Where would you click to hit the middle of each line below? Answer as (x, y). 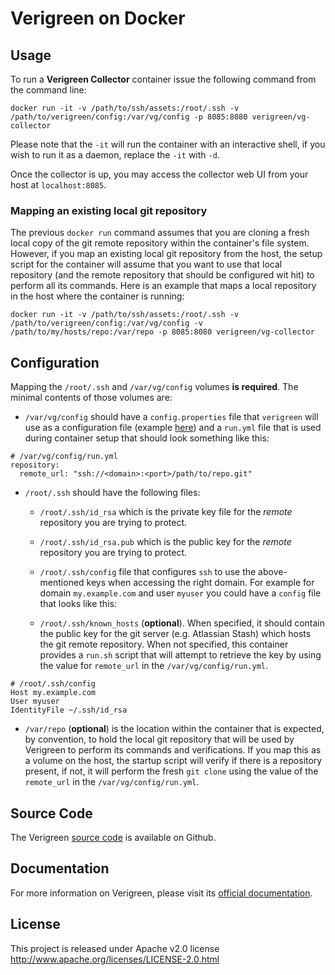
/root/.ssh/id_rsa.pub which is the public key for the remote (165, 542)
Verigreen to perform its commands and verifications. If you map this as (173, 750)
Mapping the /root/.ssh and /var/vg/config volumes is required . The (154, 387)
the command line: (48, 90)
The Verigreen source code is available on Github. (113, 837)
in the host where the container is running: (97, 296)
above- (273, 572)
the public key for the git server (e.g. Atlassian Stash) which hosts (175, 634)
